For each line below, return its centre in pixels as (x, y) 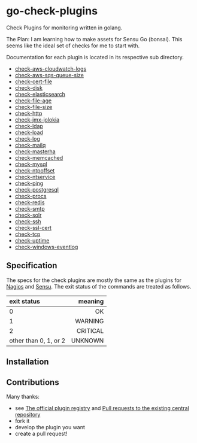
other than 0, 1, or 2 (37, 341)
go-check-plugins (52, 11)
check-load (29, 132)
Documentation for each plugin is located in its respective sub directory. (95, 57)
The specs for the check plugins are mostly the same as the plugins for (94, 280)
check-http (28, 113)
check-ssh (28, 221)
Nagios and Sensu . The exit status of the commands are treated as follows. (99, 286)
